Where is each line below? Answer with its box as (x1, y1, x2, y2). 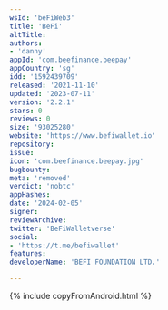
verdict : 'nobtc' (9, 182, 75, 191)
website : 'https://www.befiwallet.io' (9, 131, 156, 140)
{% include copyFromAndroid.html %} (9, 291, 152, 301)
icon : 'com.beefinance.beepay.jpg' (9, 156, 144, 166)
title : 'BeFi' (9, 22, 64, 31)
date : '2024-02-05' (9, 199, 84, 208)
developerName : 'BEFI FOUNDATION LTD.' (9, 257, 161, 267)
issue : (9, 148, 35, 157)
